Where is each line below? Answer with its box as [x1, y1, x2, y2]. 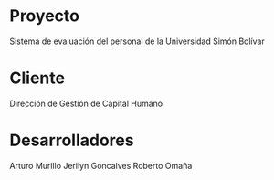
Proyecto [9, 5, 80, 26]
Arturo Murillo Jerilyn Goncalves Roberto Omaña [9, 160, 193, 171]
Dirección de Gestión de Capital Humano [9, 98, 163, 109]
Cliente [9, 68, 66, 89]
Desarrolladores [9, 130, 134, 151]
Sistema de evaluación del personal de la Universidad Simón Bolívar [9, 36, 265, 47]
